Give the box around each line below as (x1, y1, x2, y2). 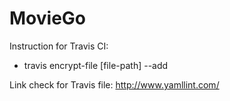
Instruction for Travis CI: (9, 40, 109, 52)
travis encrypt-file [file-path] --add (23, 59, 169, 71)
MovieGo (9, 7, 86, 30)
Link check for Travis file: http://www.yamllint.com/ (9, 78, 220, 91)
